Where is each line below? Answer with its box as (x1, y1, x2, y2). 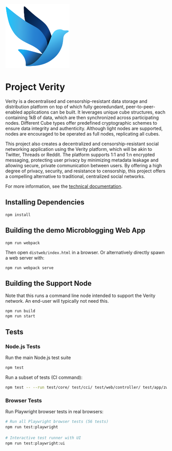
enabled (5, 109, 23, 115)
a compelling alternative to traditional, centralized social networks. (5, 173, 145, 179)
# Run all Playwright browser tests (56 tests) (5, 419, 109, 424)
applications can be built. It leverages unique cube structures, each (23, 109, 165, 115)
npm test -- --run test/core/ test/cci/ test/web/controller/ (5, 385, 141, 390)
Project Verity (5, 81, 66, 93)
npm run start (5, 313, 36, 319)
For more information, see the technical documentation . (5, 183, 123, 189)
